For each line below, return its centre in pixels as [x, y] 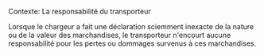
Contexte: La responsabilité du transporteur [80, 11]
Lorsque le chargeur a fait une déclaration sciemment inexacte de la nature [131, 26]
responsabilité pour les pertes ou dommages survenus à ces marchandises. [132, 43]
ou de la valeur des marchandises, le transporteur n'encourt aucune [120, 35]
